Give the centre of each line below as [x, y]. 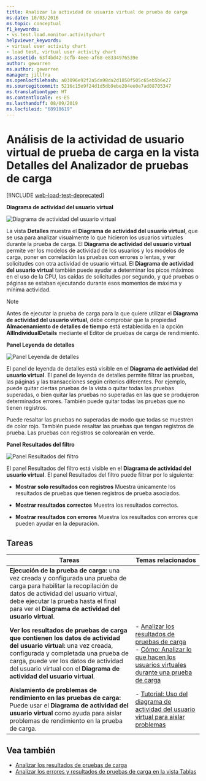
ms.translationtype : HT [37, 92]
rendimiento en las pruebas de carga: [65, 698]
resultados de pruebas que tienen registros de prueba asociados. [98, 493]
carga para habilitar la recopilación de [64, 586]
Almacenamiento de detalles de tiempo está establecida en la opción [95, 326]
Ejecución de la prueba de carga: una [65, 571]
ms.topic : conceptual [34, 23]
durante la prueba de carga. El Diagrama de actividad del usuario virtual [99, 244]
